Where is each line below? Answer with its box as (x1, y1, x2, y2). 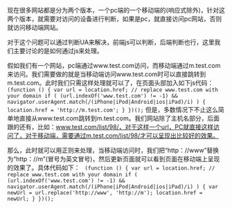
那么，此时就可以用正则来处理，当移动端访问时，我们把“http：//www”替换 (7, 146, 220, 154)
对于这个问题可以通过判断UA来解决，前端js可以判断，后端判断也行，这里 (7, 38, 215, 46)
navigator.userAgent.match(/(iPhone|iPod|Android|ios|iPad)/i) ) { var (7, 183, 218, 190)
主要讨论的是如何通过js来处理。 (12, 47, 103, 55)
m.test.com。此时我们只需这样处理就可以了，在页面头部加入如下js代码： (7, 79, 214, 87)
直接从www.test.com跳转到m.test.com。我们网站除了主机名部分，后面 (19, 114, 220, 122)
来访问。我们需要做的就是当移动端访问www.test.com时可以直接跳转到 (7, 70, 206, 78)
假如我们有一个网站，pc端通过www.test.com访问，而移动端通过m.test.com (7, 62, 221, 69)
